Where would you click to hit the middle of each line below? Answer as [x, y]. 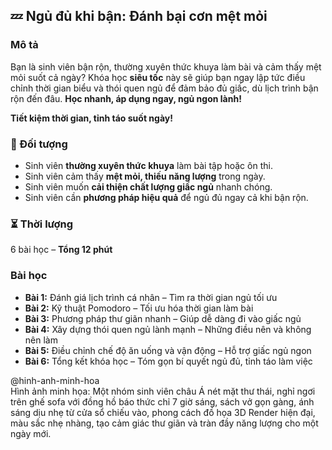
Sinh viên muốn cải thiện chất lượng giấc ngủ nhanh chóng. [148, 186]
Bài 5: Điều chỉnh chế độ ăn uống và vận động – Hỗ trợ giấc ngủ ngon [168, 350]
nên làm [41, 340]
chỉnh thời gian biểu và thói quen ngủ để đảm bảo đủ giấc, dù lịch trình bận [164, 88]
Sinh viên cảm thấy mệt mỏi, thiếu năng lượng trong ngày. [145, 176]
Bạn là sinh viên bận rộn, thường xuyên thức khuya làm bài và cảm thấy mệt [166, 66]
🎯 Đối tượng [39, 144]
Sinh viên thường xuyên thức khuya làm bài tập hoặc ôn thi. [148, 165]
